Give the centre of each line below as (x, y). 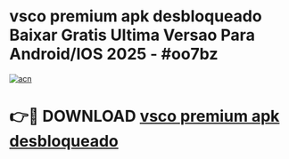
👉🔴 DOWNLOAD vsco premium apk (144, 116)
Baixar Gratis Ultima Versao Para (132, 35)
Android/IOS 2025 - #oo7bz (114, 54)
